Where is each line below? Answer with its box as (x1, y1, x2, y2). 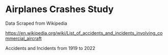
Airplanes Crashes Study (5, 4, 114, 15)
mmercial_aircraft (5, 35, 42, 41)
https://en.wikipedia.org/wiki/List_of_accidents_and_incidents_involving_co (5, 30, 163, 36)
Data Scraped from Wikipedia (5, 20, 67, 26)
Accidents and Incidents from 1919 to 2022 (5, 45, 95, 51)
